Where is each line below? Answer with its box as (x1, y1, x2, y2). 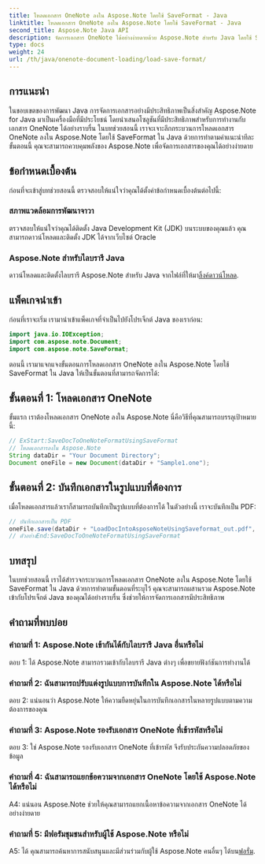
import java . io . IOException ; (9, 330, 105, 338)
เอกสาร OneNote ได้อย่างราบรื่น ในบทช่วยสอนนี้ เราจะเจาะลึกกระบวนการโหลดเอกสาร (9, 123, 234, 132)
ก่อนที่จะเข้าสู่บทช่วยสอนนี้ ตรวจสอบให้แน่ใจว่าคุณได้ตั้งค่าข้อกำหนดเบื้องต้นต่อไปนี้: (9, 185, 222, 195)
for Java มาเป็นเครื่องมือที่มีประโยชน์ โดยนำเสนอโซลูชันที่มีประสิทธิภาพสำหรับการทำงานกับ (9, 114, 246, 124)
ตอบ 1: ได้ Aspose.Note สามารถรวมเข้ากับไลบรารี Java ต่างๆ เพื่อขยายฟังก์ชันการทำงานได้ (9, 657, 251, 667)
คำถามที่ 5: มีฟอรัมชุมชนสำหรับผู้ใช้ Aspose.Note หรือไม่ (9, 829, 190, 840)
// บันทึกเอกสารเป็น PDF (9, 517, 72, 525)
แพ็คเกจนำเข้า (9, 293, 62, 307)
